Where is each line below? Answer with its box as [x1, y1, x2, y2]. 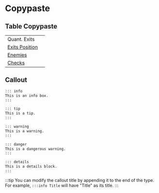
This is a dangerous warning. [5, 146, 66, 151]
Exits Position [7, 44, 38, 50]
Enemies [7, 52, 28, 58]
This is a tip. [5, 111, 36, 116]
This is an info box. [5, 93, 49, 98]
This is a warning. [5, 129, 44, 134]
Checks [7, 59, 25, 66]
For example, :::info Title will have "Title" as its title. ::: [5, 182, 119, 188]
